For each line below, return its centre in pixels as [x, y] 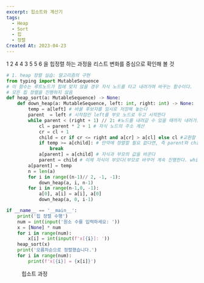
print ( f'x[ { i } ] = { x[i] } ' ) [62, 261]
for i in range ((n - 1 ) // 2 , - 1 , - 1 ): [74, 177]
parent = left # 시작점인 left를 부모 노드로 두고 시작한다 [97, 115]
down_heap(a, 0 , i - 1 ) [66, 200]
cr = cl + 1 [54, 132]
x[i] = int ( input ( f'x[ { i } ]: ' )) [69, 239]
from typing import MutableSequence [53, 81]
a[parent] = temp [50, 165]
